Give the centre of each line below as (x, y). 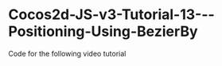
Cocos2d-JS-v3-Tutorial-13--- (111, 15)
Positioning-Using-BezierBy (103, 31)
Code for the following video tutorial (67, 53)
